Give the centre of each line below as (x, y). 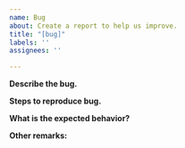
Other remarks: (38, 136)
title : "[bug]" (38, 34)
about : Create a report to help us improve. (93, 26)
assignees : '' (36, 51)
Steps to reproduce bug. (55, 101)
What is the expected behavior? (70, 119)
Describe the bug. (43, 84)
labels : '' (29, 42)
